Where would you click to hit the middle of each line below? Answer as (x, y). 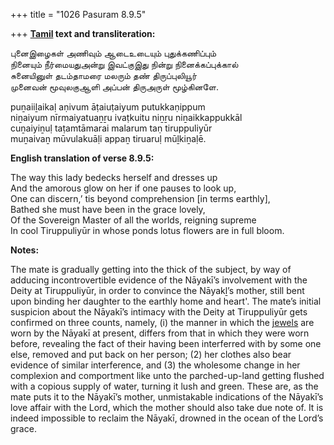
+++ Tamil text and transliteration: (83, 33)
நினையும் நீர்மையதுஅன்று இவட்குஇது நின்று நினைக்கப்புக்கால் (124, 64)
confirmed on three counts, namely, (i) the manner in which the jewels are (162, 322)
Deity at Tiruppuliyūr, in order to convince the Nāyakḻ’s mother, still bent (157, 290)
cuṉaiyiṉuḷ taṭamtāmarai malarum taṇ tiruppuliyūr (111, 128)
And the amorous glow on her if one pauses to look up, (123, 188)
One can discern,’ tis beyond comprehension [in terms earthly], (140, 198)
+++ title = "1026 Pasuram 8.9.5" (78, 14)
